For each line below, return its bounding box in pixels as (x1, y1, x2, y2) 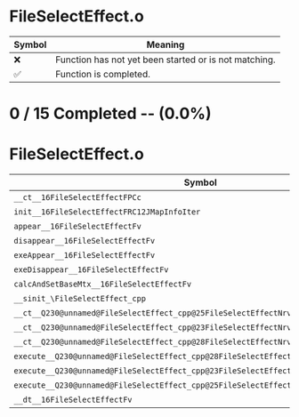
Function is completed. (54, 68, 151, 80)
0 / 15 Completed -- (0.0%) (9, 104, 212, 124)
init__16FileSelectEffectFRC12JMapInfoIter (13, 207, 201, 217)
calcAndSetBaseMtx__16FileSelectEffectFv (13, 279, 192, 290)
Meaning (146, 38, 185, 51)
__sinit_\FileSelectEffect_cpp (13, 293, 147, 304)
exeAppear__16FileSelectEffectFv (13, 251, 156, 261)
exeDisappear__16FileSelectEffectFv (13, 265, 169, 275)
